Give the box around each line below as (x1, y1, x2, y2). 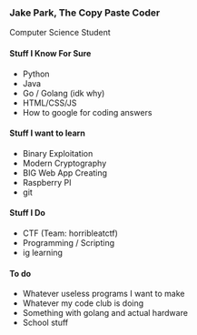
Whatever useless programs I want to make (22, 289, 185, 299)
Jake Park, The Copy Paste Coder (9, 6, 161, 19)
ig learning (22, 247, 64, 258)
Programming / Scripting (22, 237, 115, 248)
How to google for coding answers (22, 107, 153, 117)
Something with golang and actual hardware (22, 308, 189, 319)
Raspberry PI (22, 177, 72, 188)
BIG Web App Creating (22, 167, 107, 178)
